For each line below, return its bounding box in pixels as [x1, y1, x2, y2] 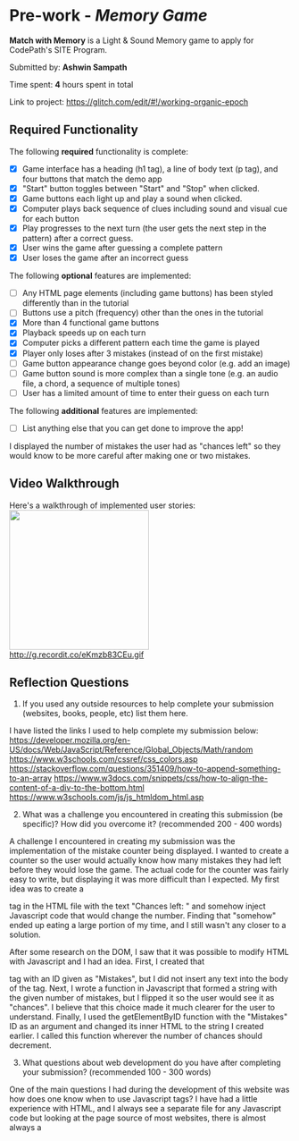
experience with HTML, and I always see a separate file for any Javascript [9, 1103, 282, 1114]
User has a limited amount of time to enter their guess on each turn [21, 387, 270, 398]
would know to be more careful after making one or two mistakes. [9, 450, 252, 461]
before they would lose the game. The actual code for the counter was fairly [9, 865, 289, 875]
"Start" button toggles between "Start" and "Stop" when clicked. [21, 182, 261, 193]
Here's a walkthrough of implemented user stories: [9, 500, 196, 511]
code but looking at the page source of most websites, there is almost [9, 1112, 266, 1123]
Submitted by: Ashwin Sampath [9, 62, 128, 72]
